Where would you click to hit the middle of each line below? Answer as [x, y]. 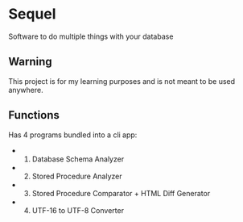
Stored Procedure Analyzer [77, 176]
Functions [34, 115]
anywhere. [26, 90]
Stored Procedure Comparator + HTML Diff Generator [121, 193]
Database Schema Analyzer [78, 159]
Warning [30, 62]
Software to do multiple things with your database [91, 36]
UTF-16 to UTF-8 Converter [78, 210]
